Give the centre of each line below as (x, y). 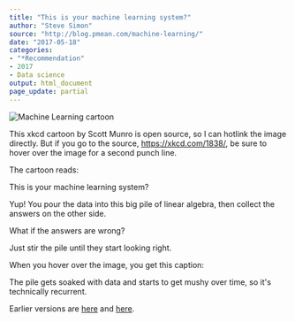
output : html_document (51, 83)
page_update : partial (49, 91)
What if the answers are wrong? (67, 230)
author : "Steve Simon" (51, 26)
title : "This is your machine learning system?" (100, 17)
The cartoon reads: (44, 170)
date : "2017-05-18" (45, 42)
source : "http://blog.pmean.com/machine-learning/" (106, 34)
